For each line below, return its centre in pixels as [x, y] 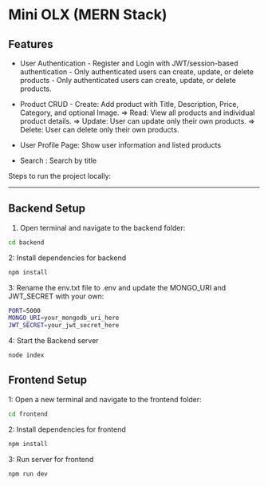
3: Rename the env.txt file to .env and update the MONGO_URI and [117, 287]
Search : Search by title [58, 160]
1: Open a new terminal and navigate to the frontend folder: [105, 399]
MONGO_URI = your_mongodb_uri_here [64, 318]
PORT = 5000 [25, 310]
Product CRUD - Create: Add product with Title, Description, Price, [129, 104]
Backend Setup [47, 209]
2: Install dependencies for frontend [67, 429]
